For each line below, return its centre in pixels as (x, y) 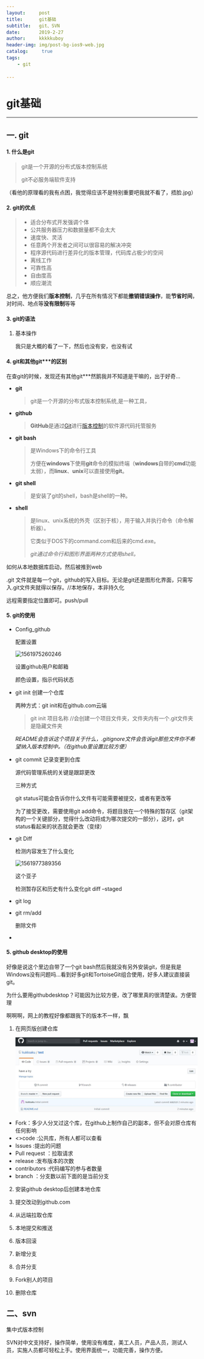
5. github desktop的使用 (37, 952)
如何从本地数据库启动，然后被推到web (54, 567)
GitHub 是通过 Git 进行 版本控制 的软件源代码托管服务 (93, 426)
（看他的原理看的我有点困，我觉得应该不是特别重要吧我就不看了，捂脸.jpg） (101, 192)
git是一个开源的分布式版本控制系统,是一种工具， (90, 401)
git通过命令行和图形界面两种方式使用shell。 (84, 553)
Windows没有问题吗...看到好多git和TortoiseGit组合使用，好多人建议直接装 (98, 975)
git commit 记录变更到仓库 (48, 759)
